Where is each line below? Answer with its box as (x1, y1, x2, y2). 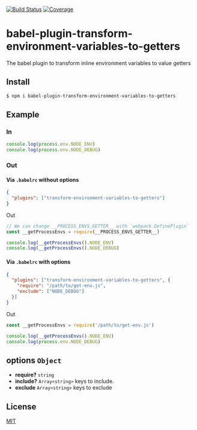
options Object (6, 355, 62, 366)
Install (6, 77, 30, 87)
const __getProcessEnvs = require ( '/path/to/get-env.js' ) (6, 322, 154, 328)
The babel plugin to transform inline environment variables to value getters (6, 59, 191, 66)
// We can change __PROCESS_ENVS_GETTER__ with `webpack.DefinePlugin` (6, 223, 189, 229)
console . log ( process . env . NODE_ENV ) (6, 142, 95, 148)
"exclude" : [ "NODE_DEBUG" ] (17, 288, 85, 294)
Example (6, 110, 40, 120)
